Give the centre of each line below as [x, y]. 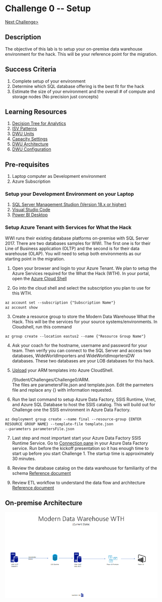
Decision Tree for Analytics [39, 123]
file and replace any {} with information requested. [62, 390]
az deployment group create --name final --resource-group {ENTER [73, 419]
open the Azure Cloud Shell [39, 278]
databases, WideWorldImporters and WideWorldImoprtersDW [73, 356]
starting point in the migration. [35, 258]
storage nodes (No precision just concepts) [55, 96]
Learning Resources [36, 112]
